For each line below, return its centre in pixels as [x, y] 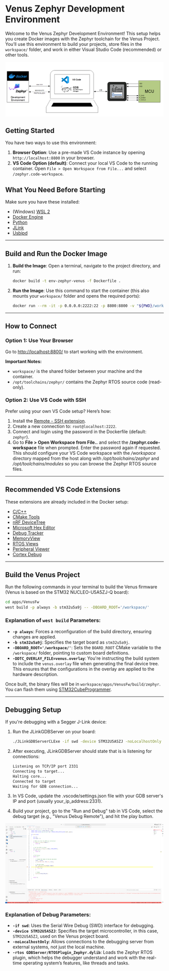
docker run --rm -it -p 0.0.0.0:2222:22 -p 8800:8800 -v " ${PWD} [82, 306]
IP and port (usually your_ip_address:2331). [57, 801]
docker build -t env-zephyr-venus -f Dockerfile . [67, 281]
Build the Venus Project [43, 575]
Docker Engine [28, 217]
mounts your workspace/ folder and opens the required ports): [76, 296]
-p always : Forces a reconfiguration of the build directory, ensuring [82, 631]
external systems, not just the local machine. [59, 947]
